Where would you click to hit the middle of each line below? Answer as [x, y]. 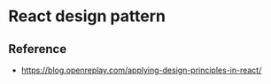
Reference [38, 49]
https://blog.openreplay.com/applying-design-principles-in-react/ [141, 70]
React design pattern [87, 16]
